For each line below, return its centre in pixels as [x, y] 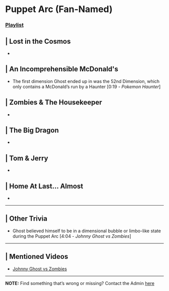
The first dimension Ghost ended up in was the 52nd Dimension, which [86, 81]
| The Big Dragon [32, 130]
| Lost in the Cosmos [38, 41]
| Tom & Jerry [27, 158]
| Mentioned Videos [37, 257]
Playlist [15, 25]
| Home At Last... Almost [44, 186]
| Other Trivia [26, 219]
